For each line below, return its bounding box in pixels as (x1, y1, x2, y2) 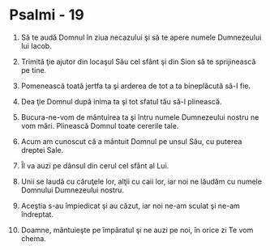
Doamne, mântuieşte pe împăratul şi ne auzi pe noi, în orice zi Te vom (20, 225, 254, 235)
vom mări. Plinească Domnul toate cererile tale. (20, 121, 179, 130)
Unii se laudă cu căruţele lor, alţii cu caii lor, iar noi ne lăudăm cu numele (20, 176, 263, 186)
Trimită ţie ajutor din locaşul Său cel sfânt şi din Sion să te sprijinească (20, 57, 256, 66)
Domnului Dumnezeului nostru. (20, 184, 125, 195)
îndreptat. (20, 209, 54, 219)
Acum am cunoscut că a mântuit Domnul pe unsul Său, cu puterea (20, 136, 242, 146)
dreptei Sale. (20, 145, 64, 155)
